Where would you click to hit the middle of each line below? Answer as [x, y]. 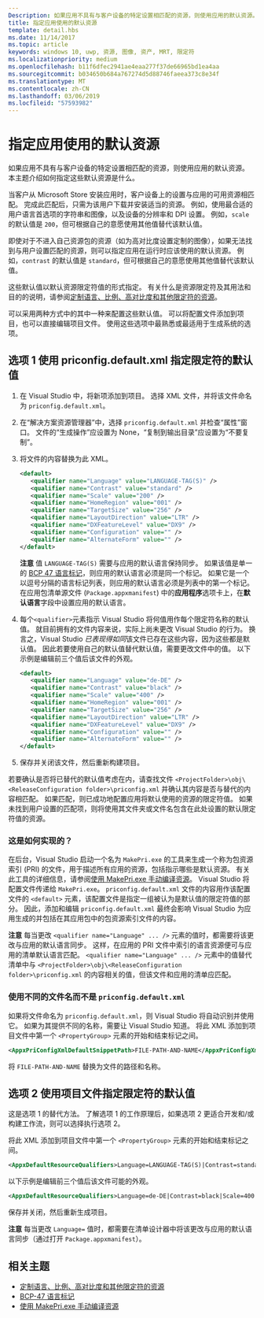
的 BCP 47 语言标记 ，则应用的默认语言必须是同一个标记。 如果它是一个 [134, 572]
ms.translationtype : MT [47, 81]
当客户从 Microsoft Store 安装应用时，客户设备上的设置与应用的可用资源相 [128, 194]
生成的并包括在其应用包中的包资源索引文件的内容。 [97, 919]
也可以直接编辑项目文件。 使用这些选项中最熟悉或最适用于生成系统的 [133, 324]
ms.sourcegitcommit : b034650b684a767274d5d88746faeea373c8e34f [114, 74]
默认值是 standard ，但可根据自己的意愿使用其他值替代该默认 [156, 261]
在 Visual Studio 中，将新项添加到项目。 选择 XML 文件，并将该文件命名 [136, 395]
